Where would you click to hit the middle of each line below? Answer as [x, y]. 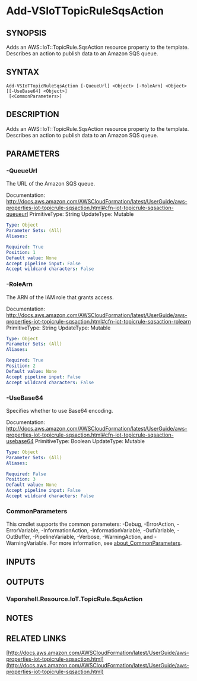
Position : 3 [21, 479]
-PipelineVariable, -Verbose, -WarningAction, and [93, 537]
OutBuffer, [19, 537]
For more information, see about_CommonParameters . [116, 543]
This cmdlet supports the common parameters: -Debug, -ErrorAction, [91, 524]
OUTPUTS [25, 582]
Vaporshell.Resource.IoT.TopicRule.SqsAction [74, 599]
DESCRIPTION [33, 114]
